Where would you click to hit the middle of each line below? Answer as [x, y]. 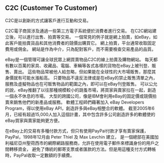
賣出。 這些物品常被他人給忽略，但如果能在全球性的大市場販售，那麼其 [85, 71]
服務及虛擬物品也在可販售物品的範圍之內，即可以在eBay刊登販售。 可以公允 [81, 84]
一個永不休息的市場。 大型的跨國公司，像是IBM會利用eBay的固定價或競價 [79, 96]
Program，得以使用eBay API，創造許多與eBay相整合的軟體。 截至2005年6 [80, 108]
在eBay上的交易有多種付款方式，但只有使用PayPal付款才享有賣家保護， [77, 131]
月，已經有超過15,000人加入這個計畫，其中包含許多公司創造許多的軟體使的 [80, 114]
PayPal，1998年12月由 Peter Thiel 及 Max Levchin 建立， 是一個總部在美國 [80, 137]
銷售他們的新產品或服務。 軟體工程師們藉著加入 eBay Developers [79, 102]
